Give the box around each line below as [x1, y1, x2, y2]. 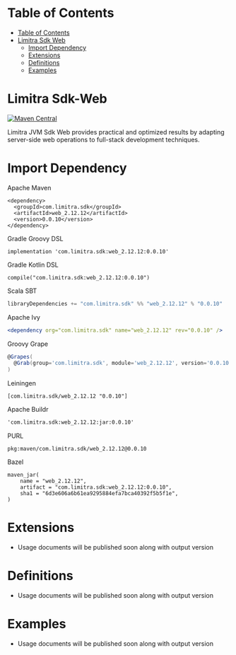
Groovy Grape [7, 340, 48, 348]
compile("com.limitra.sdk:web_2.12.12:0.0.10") [7, 274, 151, 281]
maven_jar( [7, 472, 40, 479]
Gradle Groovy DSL [7, 234, 64, 243]
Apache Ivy [7, 313, 41, 321]
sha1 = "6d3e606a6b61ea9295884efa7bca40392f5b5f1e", [20, 490, 179, 497]
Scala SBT [7, 286, 37, 295]
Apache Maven [7, 183, 52, 192]
